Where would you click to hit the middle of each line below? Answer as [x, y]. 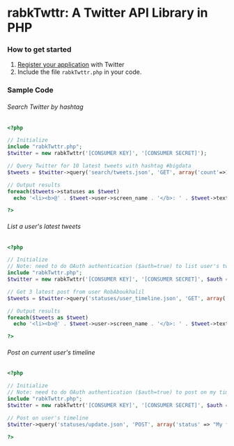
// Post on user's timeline [48, 418]
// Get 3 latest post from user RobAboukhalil [76, 292]
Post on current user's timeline [51, 352]
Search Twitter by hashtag [45, 107]
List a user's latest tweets [44, 226]
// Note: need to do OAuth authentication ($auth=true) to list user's [113, 267]
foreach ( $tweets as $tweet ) [48, 318]
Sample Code [30, 90]
